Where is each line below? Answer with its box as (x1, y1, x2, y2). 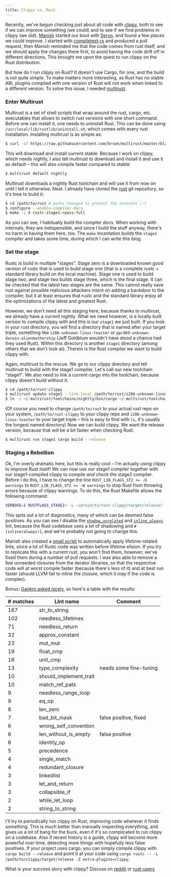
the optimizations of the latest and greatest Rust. (5, 298, 107, 304)
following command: (5, 493, 48, 499)
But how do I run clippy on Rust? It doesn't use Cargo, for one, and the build (5, 69, 164, 75)
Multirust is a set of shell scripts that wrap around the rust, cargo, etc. (5, 109, 152, 116)
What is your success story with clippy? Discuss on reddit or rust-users (5, 866, 155, 872)
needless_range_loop (39, 689, 91, 696)
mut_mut (39, 640, 60, 647)
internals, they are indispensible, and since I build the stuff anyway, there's (5, 225, 162, 231)
